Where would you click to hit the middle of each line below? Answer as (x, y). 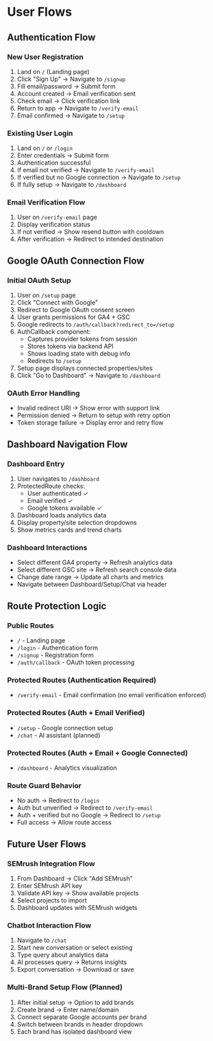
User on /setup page (46, 295)
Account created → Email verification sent (76, 93)
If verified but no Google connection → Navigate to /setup (99, 177)
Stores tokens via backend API (71, 347)
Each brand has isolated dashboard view (74, 1031)
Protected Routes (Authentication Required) (82, 680)
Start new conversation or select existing (75, 948)
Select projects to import (52, 900)
